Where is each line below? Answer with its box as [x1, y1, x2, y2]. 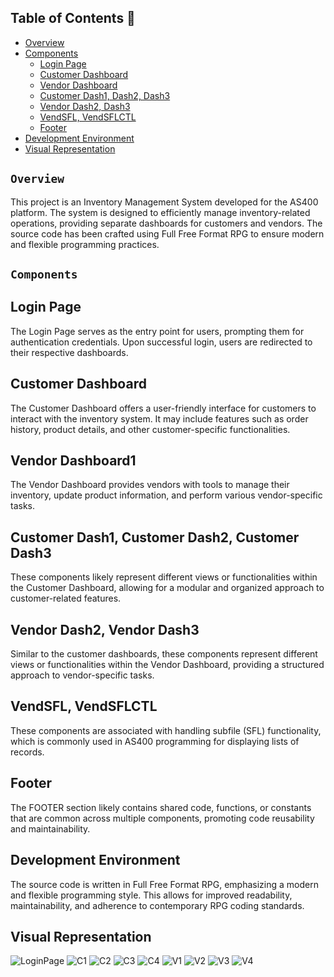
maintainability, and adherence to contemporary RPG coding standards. [10, 899, 305, 911]
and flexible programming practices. [10, 238, 160, 250]
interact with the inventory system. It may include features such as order [10, 412, 309, 425]
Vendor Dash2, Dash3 [39, 100, 131, 112]
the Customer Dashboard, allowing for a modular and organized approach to [10, 582, 325, 594]
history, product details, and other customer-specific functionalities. [10, 423, 291, 435]
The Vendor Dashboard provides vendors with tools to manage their [10, 479, 290, 491]
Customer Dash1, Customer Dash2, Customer [10, 529, 300, 546]
